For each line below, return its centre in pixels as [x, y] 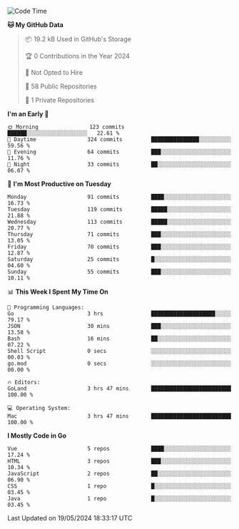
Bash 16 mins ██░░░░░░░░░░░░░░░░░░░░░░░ [119, 339]
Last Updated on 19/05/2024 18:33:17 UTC [70, 518]
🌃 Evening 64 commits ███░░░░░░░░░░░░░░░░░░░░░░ [119, 152]
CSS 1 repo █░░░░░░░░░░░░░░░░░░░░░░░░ [119, 486]
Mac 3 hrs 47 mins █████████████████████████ [119, 416]
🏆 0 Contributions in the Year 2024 [77, 56]
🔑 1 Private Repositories [60, 100]
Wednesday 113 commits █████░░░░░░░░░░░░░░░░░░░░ [119, 222]
